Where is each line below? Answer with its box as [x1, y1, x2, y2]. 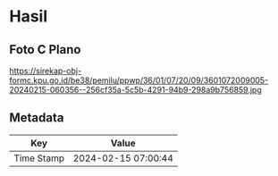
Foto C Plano [9, 42, 81, 57]
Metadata [9, 110, 64, 126]
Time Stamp [13, 152, 65, 164]
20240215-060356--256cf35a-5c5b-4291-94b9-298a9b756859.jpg [9, 85, 262, 95]
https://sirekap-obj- [9, 65, 82, 76]
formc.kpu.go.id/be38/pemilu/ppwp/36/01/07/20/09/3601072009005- [9, 75, 269, 86]
